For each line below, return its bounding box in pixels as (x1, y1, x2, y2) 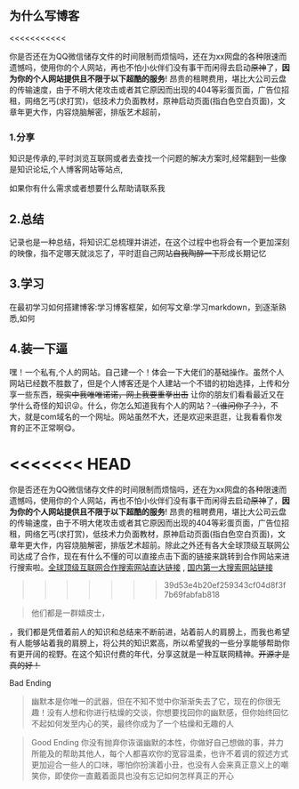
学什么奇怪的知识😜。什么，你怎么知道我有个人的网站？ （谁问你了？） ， (9, 399, 271, 411)
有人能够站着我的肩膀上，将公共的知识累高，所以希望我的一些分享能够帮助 (9, 638, 282, 648)
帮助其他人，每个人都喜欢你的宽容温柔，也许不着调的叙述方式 (61, 748, 289, 759)
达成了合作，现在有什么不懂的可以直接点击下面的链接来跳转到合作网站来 (16, 551, 282, 562)
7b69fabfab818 (164, 590, 221, 600)
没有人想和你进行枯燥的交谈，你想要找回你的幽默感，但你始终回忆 (46, 707, 289, 718)
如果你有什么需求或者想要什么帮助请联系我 (9, 183, 166, 194)
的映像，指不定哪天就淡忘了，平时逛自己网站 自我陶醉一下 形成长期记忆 (9, 247, 267, 258)
